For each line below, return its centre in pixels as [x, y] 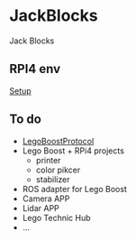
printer [48, 160]
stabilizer [53, 179]
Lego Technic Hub [57, 217]
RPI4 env [35, 69]
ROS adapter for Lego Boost [75, 189]
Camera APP [46, 198]
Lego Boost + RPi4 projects [73, 151]
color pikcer [58, 170]
